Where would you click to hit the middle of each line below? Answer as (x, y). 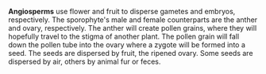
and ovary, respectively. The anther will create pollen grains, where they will (133, 28)
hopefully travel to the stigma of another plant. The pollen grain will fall (124, 36)
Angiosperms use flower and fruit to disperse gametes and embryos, (122, 11)
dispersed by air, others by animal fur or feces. (85, 61)
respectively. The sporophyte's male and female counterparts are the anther (133, 20)
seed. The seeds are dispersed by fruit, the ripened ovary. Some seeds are (131, 53)
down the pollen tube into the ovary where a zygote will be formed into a (127, 45)
